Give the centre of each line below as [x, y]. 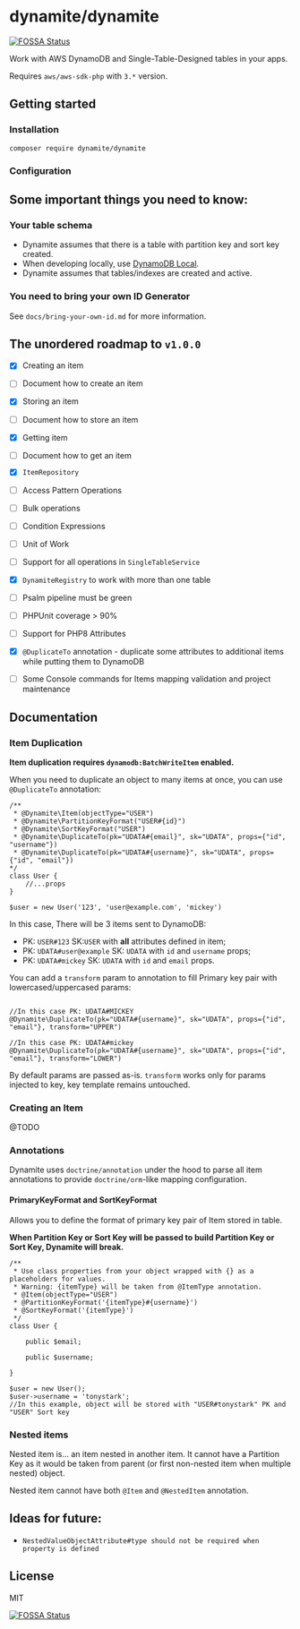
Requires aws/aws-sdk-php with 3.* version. [89, 76]
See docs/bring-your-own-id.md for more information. [108, 316]
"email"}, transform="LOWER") [66, 1059]
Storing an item [50, 401]
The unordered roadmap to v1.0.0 [105, 343]
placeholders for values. [57, 1279]
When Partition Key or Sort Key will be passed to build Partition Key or [142, 1237]
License [32, 1577]
